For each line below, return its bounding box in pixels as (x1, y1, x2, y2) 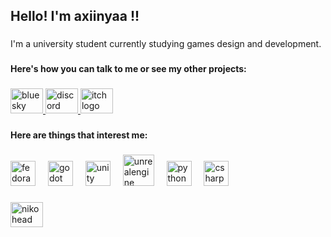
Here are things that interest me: (10, 129, 148, 141)
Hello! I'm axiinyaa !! (10, 8, 140, 25)
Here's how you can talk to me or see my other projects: (10, 63, 247, 75)
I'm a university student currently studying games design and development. (10, 38, 322, 50)
